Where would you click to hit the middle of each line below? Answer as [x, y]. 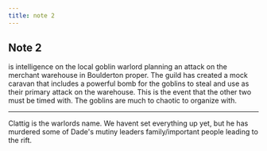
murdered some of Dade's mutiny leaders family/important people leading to [133, 132]
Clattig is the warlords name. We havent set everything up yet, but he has [128, 123]
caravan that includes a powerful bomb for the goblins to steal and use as [129, 83]
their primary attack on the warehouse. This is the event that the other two [130, 92]
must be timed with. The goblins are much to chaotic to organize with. [122, 101]
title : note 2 [32, 15]
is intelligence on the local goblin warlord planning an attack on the [118, 67]
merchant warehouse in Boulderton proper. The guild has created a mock [128, 75]
